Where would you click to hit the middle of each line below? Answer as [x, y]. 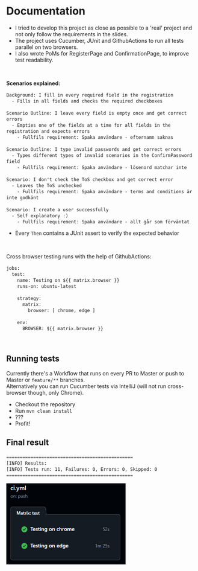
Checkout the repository [45, 404]
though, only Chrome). [56, 392]
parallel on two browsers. [46, 47]
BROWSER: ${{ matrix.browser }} [63, 328]
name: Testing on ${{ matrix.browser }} [68, 280]
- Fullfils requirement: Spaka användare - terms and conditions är [105, 191]
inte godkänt [23, 197]
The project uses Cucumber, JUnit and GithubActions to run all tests [99, 40]
